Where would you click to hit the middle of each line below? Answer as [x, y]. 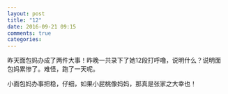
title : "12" [24, 20]
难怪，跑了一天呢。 [71, 69]
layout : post [26, 14]
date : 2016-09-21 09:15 [42, 26]
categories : [24, 40]
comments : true [29, 33]
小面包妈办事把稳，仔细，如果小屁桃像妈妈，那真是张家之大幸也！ [102, 84]
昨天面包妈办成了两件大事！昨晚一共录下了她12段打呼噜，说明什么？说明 [111, 61]
